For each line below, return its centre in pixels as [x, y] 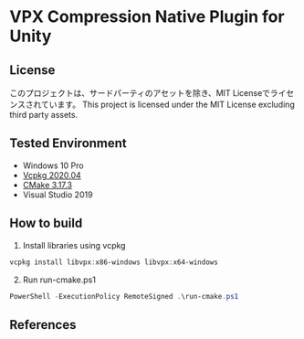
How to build [46, 223]
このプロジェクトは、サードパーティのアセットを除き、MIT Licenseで [140, 93]
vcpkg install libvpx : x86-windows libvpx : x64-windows [114, 262]
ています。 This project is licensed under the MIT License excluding [168, 104]
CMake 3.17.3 [47, 185]
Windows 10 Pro [53, 165]
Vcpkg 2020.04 [52, 175]
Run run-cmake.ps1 [59, 280]
